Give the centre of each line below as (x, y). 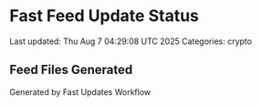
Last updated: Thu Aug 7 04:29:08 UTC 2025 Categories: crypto (131, 41)
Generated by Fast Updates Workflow (80, 91)
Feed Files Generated (71, 70)
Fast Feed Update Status (104, 16)
